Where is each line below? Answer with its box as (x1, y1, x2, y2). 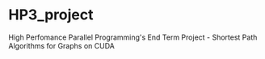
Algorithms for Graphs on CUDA (8, 40, 115, 50)
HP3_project (8, 6, 94, 24)
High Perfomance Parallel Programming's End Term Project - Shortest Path (8, 32, 258, 42)
